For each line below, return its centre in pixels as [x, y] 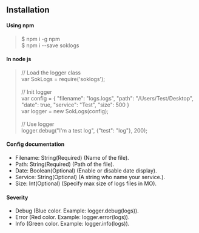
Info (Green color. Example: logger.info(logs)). [72, 224]
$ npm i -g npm [41, 39]
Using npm [20, 25]
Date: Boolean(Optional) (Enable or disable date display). [86, 171]
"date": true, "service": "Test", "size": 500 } [75, 105]
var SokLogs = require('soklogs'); [63, 79]
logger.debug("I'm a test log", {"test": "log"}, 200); [84, 130]
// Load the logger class [51, 73]
